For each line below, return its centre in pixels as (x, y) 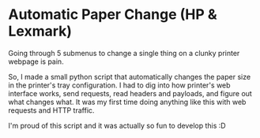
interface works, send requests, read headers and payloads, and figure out (130, 93)
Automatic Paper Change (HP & (113, 15)
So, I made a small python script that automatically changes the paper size (130, 76)
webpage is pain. (36, 62)
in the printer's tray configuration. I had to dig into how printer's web (119, 85)
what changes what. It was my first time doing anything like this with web (127, 102)
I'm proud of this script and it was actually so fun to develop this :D (117, 125)
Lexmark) (40, 31)
